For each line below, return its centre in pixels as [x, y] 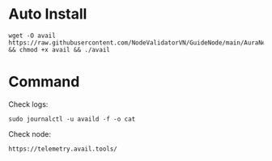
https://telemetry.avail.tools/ [63, 149]
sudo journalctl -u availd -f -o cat [72, 119]
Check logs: [28, 104]
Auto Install [48, 14]
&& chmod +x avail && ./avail [59, 49]
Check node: [30, 133]
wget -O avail [32, 36]
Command [44, 82]
